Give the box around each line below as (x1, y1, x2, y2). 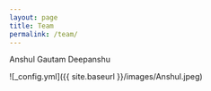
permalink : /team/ (9, 29, 78, 38)
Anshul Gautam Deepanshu (9, 54, 110, 65)
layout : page (9, 12, 58, 22)
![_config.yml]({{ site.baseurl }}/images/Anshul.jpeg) (9, 71, 204, 82)
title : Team (9, 21, 54, 30)
